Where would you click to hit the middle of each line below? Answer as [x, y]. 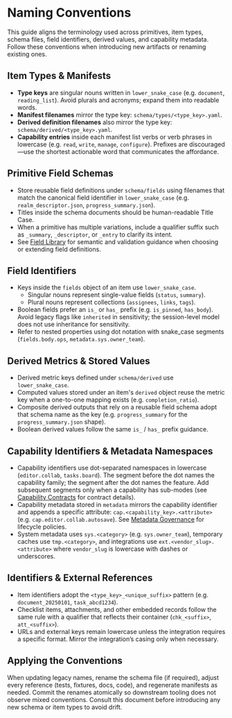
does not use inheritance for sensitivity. [73, 325]
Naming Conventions [69, 13]
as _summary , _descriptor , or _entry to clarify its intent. [95, 234]
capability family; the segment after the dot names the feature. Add [113, 482]
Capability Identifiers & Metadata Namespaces [110, 451]
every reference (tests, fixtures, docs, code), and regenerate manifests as [113, 685]
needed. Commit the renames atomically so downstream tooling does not [112, 692]
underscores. [36, 556]
